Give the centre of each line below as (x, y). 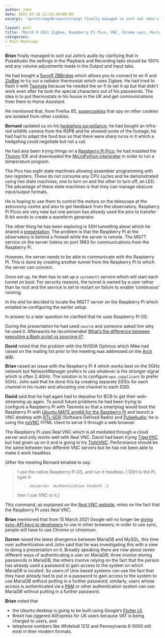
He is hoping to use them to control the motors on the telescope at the (76, 201)
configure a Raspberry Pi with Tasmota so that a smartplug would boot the (80, 407)
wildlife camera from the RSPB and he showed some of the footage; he (85, 131)
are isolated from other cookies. (37, 116)
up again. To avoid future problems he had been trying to (84, 401)
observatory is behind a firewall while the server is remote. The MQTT (76, 237)
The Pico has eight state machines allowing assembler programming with (79, 171)
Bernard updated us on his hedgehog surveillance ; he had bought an (75, 126)
